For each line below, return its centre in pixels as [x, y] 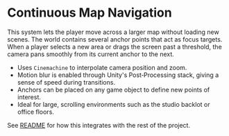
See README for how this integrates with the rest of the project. [99, 125]
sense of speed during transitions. [66, 82]
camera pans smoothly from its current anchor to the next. [91, 54]
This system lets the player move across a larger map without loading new [113, 32]
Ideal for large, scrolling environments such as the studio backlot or [113, 104]
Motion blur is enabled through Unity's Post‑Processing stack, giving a [118, 75]
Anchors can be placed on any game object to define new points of [113, 90]
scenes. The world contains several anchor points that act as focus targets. [115, 39]
